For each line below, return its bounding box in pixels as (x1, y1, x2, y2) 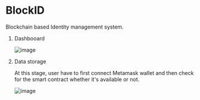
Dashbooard (14, 35, 45, 42)
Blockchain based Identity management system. (5, 23, 124, 30)
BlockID (5, 4, 45, 17)
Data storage (14, 58, 47, 65)
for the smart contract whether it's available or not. (14, 76, 140, 83)
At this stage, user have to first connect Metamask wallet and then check (14, 69, 194, 76)
